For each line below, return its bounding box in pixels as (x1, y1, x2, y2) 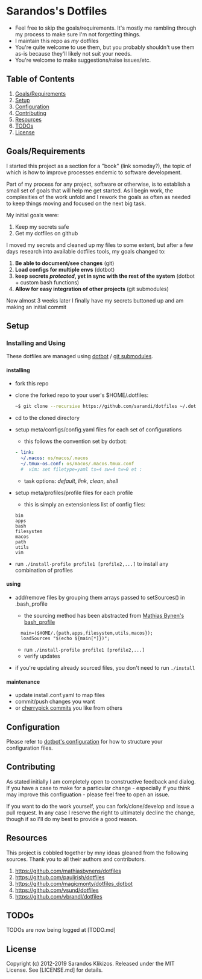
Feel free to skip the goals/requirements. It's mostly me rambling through (14, 24, 197, 31)
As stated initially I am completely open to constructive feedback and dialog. (6, 778, 196, 785)
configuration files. (6, 744, 53, 751)
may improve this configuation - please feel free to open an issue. (6, 791, 170, 798)
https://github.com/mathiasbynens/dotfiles (14, 867, 122, 874)
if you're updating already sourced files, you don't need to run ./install (14, 664, 195, 672)
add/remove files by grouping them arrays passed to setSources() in (14, 594, 185, 601)
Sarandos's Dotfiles (6, 4, 107, 18)
